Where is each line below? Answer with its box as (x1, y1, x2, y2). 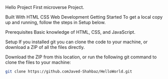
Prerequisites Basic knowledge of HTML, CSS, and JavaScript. (5, 29, 136, 35)
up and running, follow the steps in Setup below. (5, 20, 106, 25)
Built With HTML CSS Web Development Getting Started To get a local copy (5, 14, 163, 20)
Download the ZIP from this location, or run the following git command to (5, 54, 157, 60)
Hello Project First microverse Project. (5, 5, 85, 10)
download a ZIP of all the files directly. (5, 44, 85, 50)
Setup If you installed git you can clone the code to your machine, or (5, 39, 148, 45)
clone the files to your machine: (5, 59, 71, 65)
